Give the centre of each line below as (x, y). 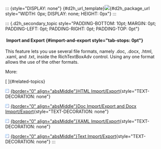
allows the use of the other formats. (42, 62)
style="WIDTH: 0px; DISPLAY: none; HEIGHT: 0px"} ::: (61, 14)
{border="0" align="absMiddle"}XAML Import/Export (65, 121)
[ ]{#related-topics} (25, 82)
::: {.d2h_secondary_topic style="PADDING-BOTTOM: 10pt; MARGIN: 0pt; (81, 23)
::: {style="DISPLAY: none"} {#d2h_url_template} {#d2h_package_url (77, 8)
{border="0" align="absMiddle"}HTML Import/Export (65, 91)
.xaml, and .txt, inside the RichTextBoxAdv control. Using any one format (80, 57)
